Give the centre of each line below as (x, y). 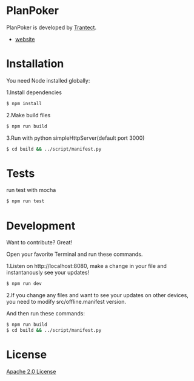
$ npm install (24, 103)
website (25, 39)
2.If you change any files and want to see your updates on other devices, (98, 295)
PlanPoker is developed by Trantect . (52, 27)
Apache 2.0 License (31, 371)
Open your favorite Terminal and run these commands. (75, 254)
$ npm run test (25, 201)
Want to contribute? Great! (39, 242)
